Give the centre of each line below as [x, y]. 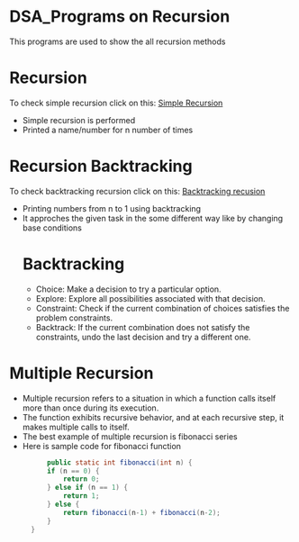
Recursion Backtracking [101, 166]
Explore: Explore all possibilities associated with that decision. [150, 298]
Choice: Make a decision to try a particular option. [129, 289]
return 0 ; [81, 479]
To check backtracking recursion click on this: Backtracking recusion [137, 191]
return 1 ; [81, 496]
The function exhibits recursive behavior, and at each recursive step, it [153, 417]
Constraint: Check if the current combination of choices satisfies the [163, 308]
